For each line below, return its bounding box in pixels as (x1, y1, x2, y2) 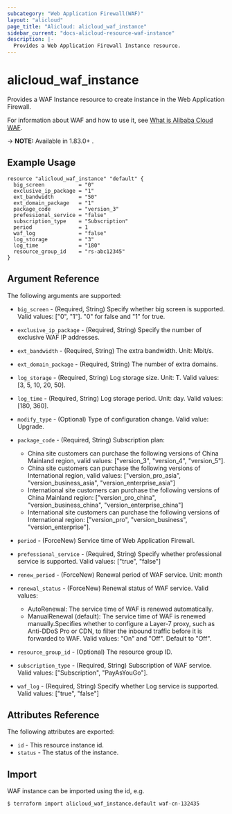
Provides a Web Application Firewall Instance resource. (13, 42, 181, 49)
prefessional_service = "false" (13, 211, 107, 218)
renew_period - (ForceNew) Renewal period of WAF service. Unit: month (17, 570, 223, 579)
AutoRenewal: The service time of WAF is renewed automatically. (27, 605, 213, 613)
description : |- (7, 36, 54, 43)
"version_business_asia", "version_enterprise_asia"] (27, 478, 175, 487)
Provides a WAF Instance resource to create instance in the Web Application (7, 95, 225, 103)
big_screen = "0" (13, 181, 95, 188)
